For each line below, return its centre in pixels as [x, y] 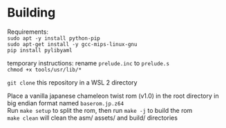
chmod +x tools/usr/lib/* [44, 70]
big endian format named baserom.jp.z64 [66, 103]
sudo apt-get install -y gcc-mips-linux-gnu [72, 44]
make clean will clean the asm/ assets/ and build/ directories [93, 118]
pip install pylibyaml [40, 50]
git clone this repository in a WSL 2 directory [72, 82]
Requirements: [28, 32]
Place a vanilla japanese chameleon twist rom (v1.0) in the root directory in [113, 96]
